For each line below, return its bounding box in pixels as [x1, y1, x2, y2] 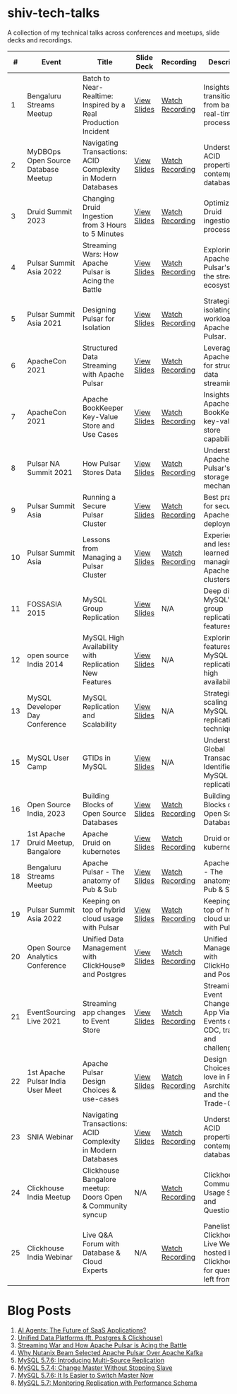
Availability [82, 641, 119, 651]
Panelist [203, 1221, 231, 1231]
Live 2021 [27, 1016, 61, 1026]
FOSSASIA [27, 599, 62, 609]
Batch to [82, 73, 111, 83]
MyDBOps [27, 146, 61, 156]
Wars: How [82, 249, 119, 259]
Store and [82, 421, 115, 430]
